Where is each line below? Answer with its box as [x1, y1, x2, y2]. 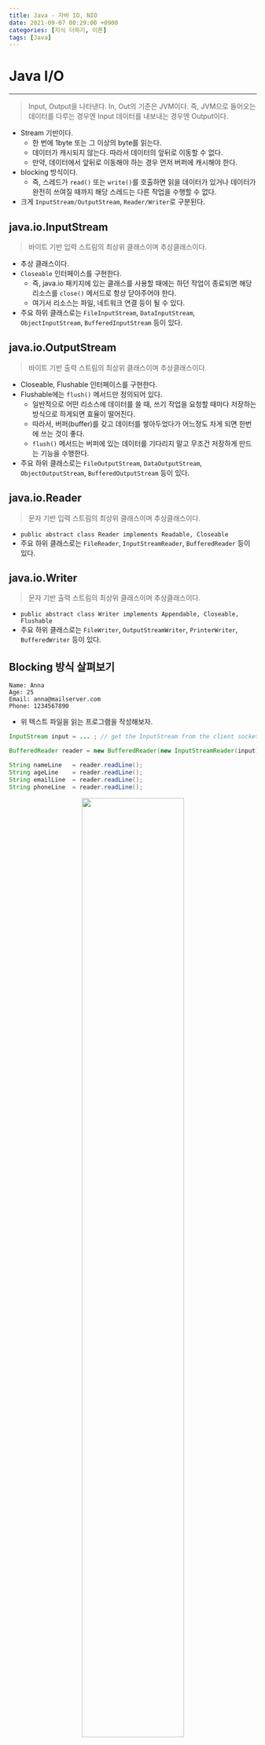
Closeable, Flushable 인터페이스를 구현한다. [20, 379, 158, 389]
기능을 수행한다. [40, 448, 90, 458]
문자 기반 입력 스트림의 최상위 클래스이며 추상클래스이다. [28, 513, 201, 523]
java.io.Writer [9, 572, 78, 585]
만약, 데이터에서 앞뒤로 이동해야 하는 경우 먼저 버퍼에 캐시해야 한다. [31, 158, 238, 168]
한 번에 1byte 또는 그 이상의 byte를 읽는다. [31, 138, 162, 148]
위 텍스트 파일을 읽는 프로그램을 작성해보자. [20, 717, 153, 727]
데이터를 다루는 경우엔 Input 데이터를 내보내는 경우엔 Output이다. [28, 112, 229, 121]
